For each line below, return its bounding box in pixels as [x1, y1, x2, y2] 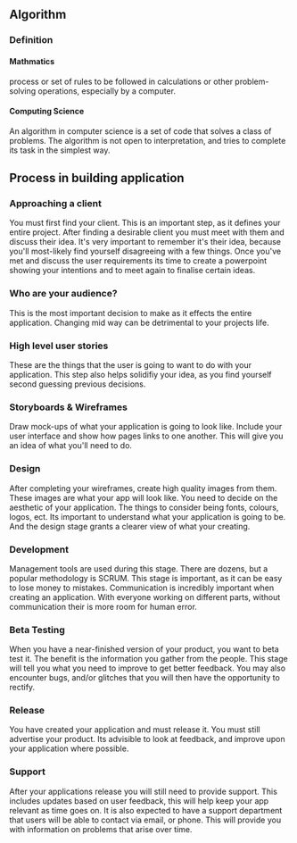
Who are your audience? [9, 288, 118, 300]
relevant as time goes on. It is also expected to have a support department [9, 805, 283, 815]
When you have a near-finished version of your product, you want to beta [9, 644, 279, 655]
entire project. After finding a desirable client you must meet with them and [9, 227, 285, 238]
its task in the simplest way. [9, 145, 111, 155]
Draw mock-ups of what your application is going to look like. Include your [9, 421, 283, 432]
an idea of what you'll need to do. [9, 440, 132, 451]
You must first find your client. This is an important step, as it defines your [9, 218, 281, 229]
